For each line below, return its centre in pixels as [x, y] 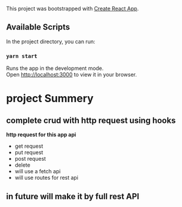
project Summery [50, 99]
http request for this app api [41, 135]
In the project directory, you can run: [51, 42]
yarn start [22, 56]
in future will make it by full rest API [73, 196]
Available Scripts [38, 27]
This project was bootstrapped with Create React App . [73, 9]
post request [30, 159]
